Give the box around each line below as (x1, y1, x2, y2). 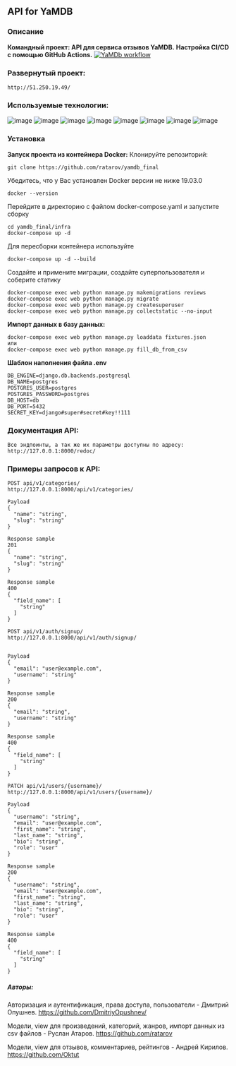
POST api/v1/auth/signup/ (7, 628, 83, 635)
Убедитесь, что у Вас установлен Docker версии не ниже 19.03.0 (7, 176, 203, 184)
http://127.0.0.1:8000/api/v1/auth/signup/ (7, 635, 137, 642)
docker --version (7, 190, 58, 197)
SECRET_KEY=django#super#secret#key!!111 (7, 409, 131, 416)
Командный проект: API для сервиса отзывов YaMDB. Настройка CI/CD (7, 42, 230, 52)
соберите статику (7, 275, 61, 284)
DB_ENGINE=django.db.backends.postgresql (7, 372, 131, 379)
